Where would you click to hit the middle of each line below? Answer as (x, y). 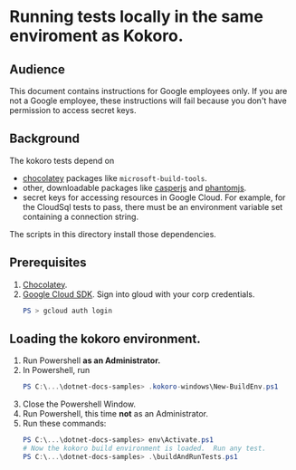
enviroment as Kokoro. (96, 36)
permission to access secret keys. (73, 110)
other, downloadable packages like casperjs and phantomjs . (134, 187)
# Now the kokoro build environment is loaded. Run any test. (144, 449)
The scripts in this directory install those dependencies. (113, 234)
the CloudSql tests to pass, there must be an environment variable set (153, 206)
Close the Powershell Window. (79, 404)
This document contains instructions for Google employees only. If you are (148, 91)
